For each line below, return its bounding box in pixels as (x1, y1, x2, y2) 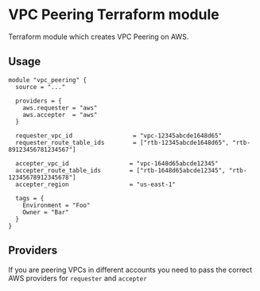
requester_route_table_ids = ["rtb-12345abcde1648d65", (15, 138, 229, 146)
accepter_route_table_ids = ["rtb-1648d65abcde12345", (15, 166, 226, 174)
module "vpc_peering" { (8, 76, 87, 84)
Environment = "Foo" (22, 201, 91, 209)
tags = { (15, 194, 45, 202)
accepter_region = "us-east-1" (15, 180, 177, 188)
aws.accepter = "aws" (22, 111, 98, 118)
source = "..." (15, 83, 66, 91)
